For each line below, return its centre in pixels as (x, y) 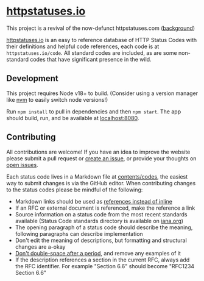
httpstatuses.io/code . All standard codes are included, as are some (92, 52)
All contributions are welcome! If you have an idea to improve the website (98, 152)
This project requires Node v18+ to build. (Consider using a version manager (102, 93)
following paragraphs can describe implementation (79, 233)
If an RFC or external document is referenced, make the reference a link (105, 208)
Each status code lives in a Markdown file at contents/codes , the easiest (97, 176)
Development (33, 78)
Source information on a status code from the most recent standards (101, 214)
